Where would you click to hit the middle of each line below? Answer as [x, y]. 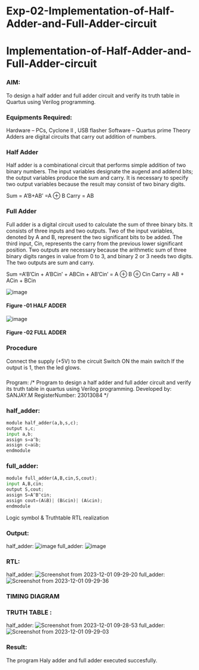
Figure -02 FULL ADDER [36, 332]
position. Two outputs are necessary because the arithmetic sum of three [97, 250]
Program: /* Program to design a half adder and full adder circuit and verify [99, 382]
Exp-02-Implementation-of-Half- [91, 11]
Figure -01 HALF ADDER [36, 305]
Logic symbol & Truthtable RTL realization [58, 518]
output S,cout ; [25, 490]
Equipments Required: [39, 117]
